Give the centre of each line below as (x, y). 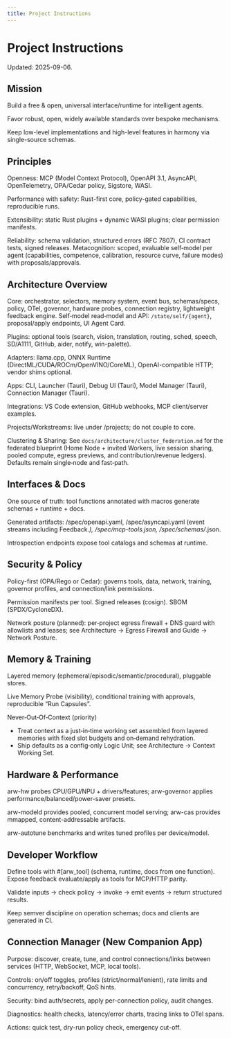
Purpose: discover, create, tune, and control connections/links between (109, 959)
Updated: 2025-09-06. (40, 67)
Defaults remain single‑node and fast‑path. (68, 463)
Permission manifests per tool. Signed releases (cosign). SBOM (98, 602)
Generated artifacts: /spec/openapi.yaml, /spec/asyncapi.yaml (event (106, 522)
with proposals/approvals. (44, 263)
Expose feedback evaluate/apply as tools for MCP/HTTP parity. (98, 879)
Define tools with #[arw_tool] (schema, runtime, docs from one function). (111, 872)
